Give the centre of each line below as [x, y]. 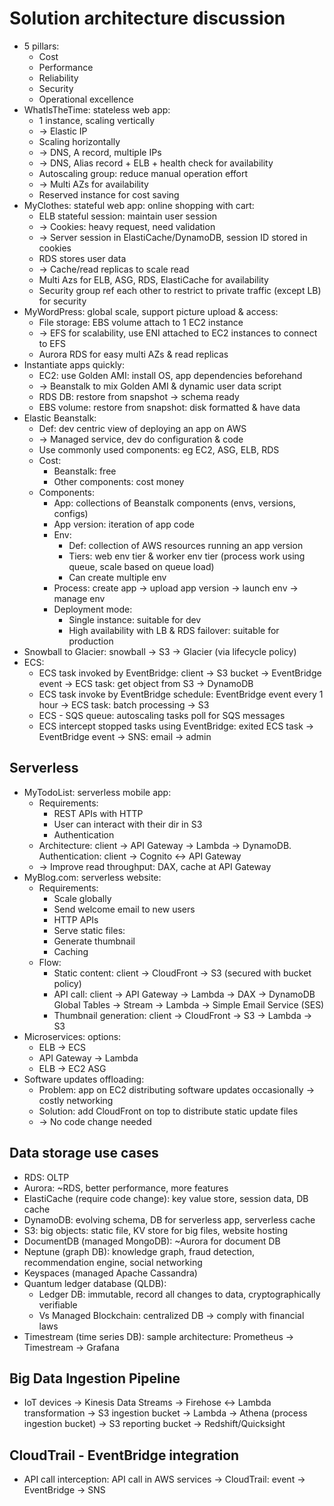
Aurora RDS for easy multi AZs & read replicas [133, 354]
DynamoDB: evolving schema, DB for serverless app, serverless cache [169, 1219]
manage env [79, 598]
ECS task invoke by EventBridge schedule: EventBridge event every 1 [181, 694]
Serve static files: [89, 930]
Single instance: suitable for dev [135, 619]
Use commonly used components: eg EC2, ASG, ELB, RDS [159, 449]
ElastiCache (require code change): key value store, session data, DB [166, 1198]
